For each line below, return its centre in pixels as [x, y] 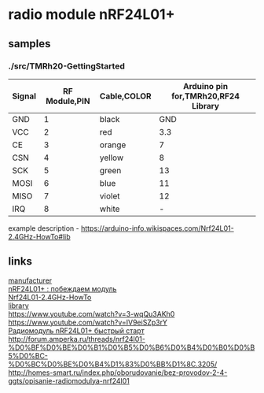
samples [29, 44]
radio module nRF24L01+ [92, 15]
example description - [44, 228]
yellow [112, 158]
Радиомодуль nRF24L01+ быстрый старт [77, 330]
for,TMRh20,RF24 [205, 96]
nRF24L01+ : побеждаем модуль [62, 288]
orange [113, 145]
